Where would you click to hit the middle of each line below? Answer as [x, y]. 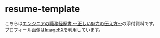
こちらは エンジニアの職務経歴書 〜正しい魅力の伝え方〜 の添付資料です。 [81, 23]
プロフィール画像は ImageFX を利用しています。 [54, 30]
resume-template [43, 9]
